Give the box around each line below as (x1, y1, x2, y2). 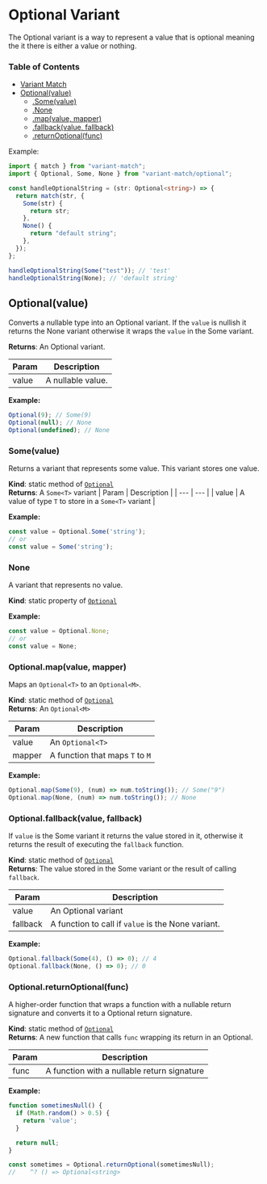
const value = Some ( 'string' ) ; (8, 543, 114, 551)
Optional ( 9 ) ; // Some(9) (8, 411, 92, 419)
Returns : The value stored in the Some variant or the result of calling (8, 864, 236, 874)
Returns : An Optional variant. (8, 342, 106, 352)
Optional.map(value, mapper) (8, 661, 127, 672)
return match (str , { (15, 191, 85, 199)
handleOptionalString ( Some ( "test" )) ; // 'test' (8, 267, 172, 275)
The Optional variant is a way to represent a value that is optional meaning (8, 32, 256, 42)
